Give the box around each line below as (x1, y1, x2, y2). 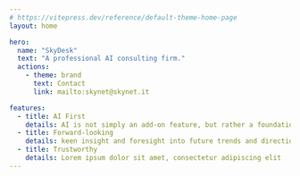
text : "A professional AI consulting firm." (17, 54, 186, 63)
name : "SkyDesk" (17, 46, 78, 54)
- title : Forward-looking (17, 129, 114, 138)
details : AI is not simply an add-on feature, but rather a (25, 120, 254, 130)
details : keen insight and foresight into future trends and (25, 137, 257, 146)
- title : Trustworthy (17, 145, 98, 155)
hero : (9, 38, 29, 46)
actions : (17, 63, 50, 71)
